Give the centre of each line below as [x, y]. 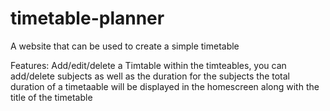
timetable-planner [87, 18]
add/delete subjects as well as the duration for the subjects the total [150, 76]
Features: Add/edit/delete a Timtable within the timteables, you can [148, 65]
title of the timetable [51, 97]
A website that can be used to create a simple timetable [125, 46]
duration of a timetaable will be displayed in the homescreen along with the [165, 86]
